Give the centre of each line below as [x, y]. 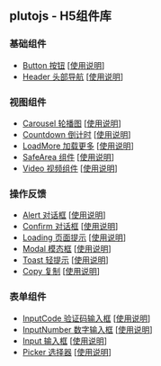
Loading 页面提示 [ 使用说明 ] [74, 237]
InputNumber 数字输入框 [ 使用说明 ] [87, 329]
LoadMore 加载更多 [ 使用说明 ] [78, 146]
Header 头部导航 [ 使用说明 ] [73, 76]
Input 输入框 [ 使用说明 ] [65, 341]
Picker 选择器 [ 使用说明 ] [67, 352]
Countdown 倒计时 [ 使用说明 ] [76, 134]
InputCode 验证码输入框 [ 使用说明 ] [86, 318]
